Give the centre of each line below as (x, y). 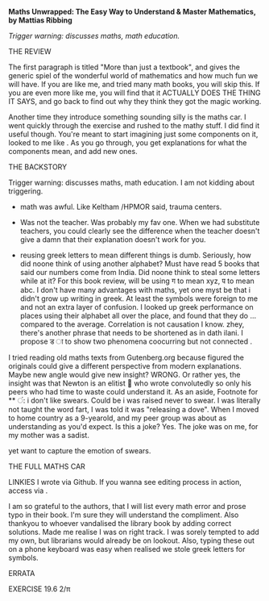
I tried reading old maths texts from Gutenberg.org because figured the (126, 357)
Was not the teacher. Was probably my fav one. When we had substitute (140, 222)
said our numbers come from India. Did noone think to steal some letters (140, 272)
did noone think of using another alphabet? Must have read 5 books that (140, 264)
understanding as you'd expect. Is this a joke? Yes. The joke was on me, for (133, 426)
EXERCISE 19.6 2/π (39, 589)
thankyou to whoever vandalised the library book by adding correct (120, 523)
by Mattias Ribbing (40, 20)
